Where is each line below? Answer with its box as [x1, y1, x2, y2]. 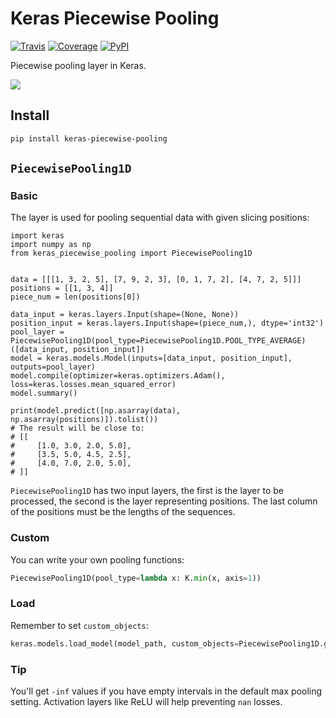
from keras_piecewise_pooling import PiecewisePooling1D [10, 248, 253, 259]
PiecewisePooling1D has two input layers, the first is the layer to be [10, 485, 284, 497]
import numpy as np [10, 240, 92, 250]
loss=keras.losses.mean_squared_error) [10, 380, 177, 390]
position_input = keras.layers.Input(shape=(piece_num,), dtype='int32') [10, 318, 325, 329]
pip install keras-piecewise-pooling [10, 133, 168, 144]
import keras [10, 231, 65, 241]
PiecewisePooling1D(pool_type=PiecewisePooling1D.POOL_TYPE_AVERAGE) [10, 336, 307, 346]
